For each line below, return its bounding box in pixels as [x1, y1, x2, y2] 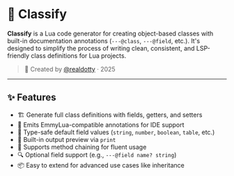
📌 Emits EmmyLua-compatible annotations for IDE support [17, 120, 185, 129]
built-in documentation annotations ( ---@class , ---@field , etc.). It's [7, 36, 201, 45]
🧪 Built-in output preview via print [17, 135, 116, 143]
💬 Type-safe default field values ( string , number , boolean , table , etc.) [17, 128, 215, 136]
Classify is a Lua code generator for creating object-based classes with [7, 29, 214, 38]
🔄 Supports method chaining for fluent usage [17, 143, 147, 151]
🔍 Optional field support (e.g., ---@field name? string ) [17, 150, 177, 159]
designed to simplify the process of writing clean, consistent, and [7, 44, 195, 52]
